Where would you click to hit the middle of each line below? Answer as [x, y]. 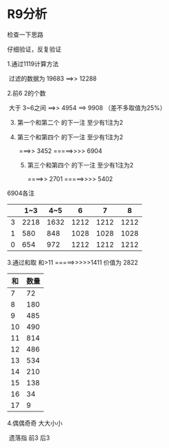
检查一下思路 [25, 34]
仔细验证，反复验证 [34, 49]
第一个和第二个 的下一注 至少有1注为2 [70, 122]
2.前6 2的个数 [26, 93]
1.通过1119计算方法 [33, 63]
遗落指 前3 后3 [29, 438]
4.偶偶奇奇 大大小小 [35, 423]
